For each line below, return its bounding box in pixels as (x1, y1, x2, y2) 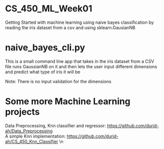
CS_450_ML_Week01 (5, 3, 93, 14)
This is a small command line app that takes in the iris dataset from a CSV (5, 58, 154, 64)
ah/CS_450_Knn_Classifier (5, 138, 58, 144)
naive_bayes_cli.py (5, 42, 85, 53)
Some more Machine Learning (5, 96, 131, 107)
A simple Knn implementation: (5, 133, 66, 139)
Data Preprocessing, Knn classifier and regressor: (5, 122, 106, 129)
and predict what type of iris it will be (5, 69, 80, 75)
